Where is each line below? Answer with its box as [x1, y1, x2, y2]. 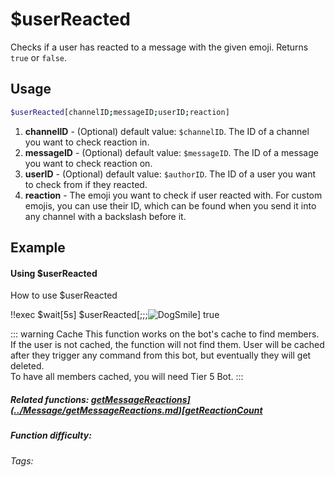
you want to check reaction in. [24, 136, 150, 148]
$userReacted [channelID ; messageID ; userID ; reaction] [10, 107, 230, 117]
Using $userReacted [10, 267, 98, 279]
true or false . [10, 51, 68, 63]
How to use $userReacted [10, 289, 118, 302]
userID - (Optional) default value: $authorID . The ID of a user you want [24, 168, 317, 180]
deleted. [10, 360, 45, 372]
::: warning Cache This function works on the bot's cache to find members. [10, 328, 320, 340]
